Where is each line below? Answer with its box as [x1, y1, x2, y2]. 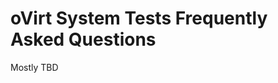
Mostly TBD [10, 61, 59, 73]
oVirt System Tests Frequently [10, 7, 268, 30]
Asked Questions [10, 28, 157, 51]
